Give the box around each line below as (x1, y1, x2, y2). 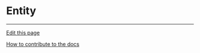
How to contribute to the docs (6, 40, 80, 48)
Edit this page (6, 29, 40, 36)
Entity (6, 4, 37, 18)
